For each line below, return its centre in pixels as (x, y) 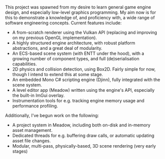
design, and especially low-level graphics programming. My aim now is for (81, 12)
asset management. (32, 130)
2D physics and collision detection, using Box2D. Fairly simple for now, (84, 69)
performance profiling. (35, 106)
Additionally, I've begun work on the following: (52, 115)
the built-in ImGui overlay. (38, 95)
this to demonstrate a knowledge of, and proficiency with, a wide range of (80, 18)
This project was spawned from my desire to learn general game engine (78, 7)
